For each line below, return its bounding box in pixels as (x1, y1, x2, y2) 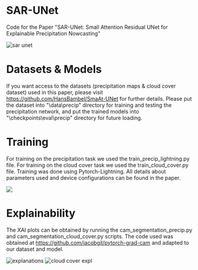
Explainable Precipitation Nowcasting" (6, 29, 101, 37)
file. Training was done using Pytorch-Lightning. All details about (6, 167, 166, 175)
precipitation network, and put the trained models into (6, 107, 139, 115)
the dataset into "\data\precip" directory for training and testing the (6, 101, 172, 109)
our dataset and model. (6, 245, 64, 253)
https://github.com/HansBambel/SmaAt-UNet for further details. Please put (6, 95, 192, 102)
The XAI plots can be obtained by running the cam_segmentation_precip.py (6, 226, 193, 233)
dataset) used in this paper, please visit (6, 88, 103, 96)
